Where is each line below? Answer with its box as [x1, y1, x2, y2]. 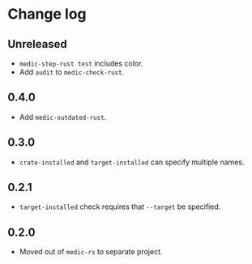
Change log [7, 5, 87, 23]
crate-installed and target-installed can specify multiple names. [19, 157, 245, 167]
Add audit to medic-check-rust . [19, 67, 125, 77]
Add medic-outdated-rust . [19, 112, 107, 121]
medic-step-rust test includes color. [19, 58, 143, 68]
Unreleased [7, 37, 68, 51]
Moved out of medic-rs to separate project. [19, 247, 163, 257]
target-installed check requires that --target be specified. [19, 202, 221, 211]
